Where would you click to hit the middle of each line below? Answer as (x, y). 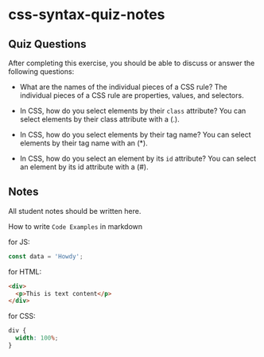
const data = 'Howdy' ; (46, 256)
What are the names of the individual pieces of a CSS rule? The (124, 87)
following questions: (41, 72)
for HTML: (25, 271)
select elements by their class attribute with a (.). (100, 119)
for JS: (19, 242)
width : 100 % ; (37, 338)
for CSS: (22, 316)
